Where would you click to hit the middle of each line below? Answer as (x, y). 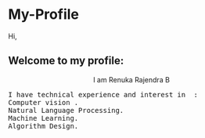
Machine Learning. (43, 118)
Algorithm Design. (43, 126)
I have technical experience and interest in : (103, 94)
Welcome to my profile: (66, 61)
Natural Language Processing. (66, 110)
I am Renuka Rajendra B (131, 79)
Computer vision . (43, 102)
